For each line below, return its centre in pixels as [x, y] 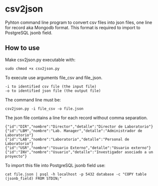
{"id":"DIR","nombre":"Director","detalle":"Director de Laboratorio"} [79, 127]
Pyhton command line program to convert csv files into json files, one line [79, 22]
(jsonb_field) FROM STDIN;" [34, 178]
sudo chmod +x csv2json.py [32, 68]
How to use [22, 48]
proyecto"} [16, 156]
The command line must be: [33, 100]
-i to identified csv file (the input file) [51, 86]
